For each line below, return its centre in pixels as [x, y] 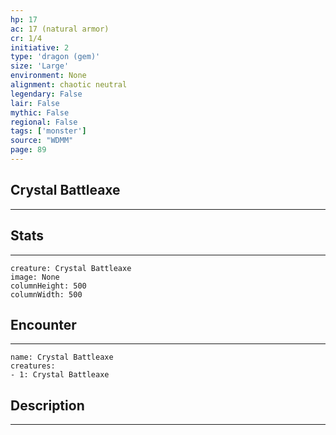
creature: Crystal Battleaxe [71, 268]
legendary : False [46, 94]
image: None [35, 277]
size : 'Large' [40, 66]
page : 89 [28, 150]
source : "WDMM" [42, 141]
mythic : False [40, 112]
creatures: [33, 366]
